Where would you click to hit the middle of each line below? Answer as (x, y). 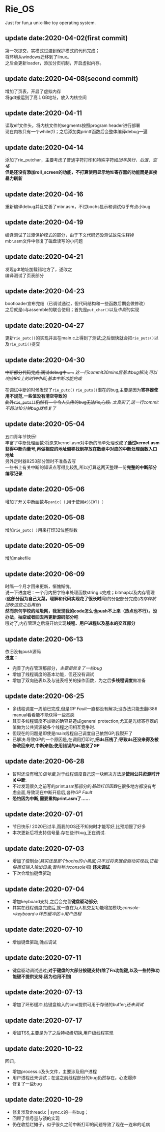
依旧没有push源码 (23, 651)
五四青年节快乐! (21, 436)
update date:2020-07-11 (43, 958)
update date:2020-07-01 (44, 814)
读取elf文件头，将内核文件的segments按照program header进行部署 (73, 125)
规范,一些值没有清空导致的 (40, 396)
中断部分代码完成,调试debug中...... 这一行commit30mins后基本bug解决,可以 (81, 372)
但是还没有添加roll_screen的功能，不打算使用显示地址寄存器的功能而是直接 (81, 172)
